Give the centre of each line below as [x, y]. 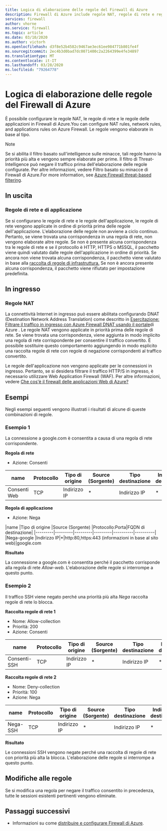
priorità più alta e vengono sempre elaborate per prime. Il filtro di [71, 159]
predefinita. [17, 273]
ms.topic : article [24, 33]
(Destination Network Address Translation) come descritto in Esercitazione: [82, 319]
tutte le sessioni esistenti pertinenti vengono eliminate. [61, 796]
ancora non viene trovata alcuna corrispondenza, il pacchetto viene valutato [83, 258]
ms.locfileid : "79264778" [32, 70]
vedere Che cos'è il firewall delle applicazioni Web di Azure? [67, 382]
